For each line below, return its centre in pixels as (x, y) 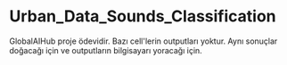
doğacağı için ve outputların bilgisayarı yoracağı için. (106, 50)
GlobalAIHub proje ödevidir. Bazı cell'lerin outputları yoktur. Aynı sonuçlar (143, 41)
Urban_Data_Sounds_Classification (143, 16)
